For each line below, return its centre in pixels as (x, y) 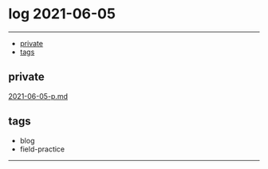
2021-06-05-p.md (38, 96)
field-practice (42, 149)
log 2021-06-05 (62, 14)
